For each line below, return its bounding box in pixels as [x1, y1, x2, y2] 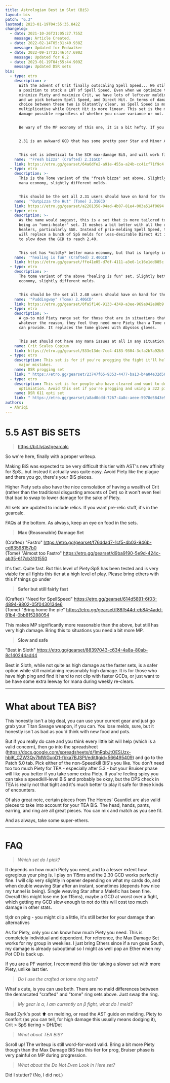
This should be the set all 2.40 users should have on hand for [18, 292, 157, 297]
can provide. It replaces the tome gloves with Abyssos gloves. [18, 325, 157, 330]
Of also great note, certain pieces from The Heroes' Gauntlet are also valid [5, 797, 161, 803]
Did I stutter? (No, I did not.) [5, 1072, 63, 1078]
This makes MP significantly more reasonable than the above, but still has [5, 621, 159, 628]
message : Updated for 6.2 [14, 54, 69, 60]
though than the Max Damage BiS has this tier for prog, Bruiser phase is [5, 1046, 155, 1053]
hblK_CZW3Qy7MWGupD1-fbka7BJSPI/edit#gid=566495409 [5, 754, 133, 761]
